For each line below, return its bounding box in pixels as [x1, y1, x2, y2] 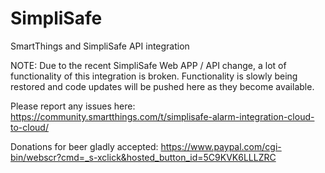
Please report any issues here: [10, 100, 136, 112]
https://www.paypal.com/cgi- [160, 140, 282, 152]
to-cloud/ [10, 121, 49, 133]
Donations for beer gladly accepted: [10, 140, 159, 152]
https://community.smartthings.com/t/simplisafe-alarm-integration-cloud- [10, 110, 315, 122]
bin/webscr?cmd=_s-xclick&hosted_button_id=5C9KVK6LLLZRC [10, 151, 277, 163]
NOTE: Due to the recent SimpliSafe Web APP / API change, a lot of [10, 59, 287, 71]
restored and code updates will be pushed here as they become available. [10, 80, 315, 92]
